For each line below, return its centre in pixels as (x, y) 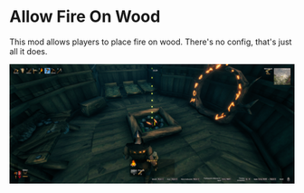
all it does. (28, 51)
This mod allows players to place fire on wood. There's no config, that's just (151, 42)
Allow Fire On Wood (85, 17)
